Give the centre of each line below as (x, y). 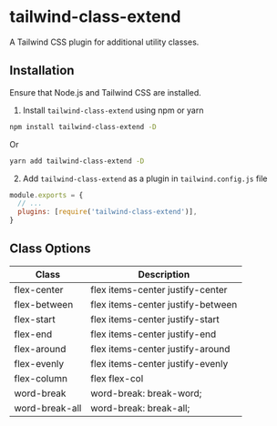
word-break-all (48, 408)
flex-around (40, 349)
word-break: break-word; (146, 393)
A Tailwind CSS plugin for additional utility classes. (104, 42)
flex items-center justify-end (154, 334)
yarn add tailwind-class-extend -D (77, 161)
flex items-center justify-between (164, 304)
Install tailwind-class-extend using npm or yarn (113, 110)
